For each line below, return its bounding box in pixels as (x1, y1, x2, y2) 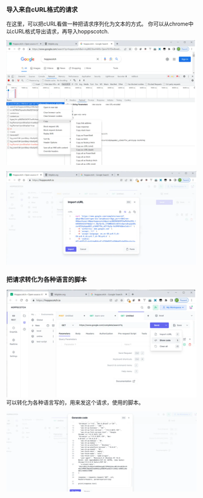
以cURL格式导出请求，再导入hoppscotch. (6, 28, 109, 35)
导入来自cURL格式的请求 (6, 5, 78, 13)
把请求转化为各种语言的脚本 (6, 275, 87, 284)
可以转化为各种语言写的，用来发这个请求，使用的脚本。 (6, 399, 144, 406)
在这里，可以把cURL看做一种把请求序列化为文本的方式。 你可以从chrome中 (6, 20, 194, 28)
